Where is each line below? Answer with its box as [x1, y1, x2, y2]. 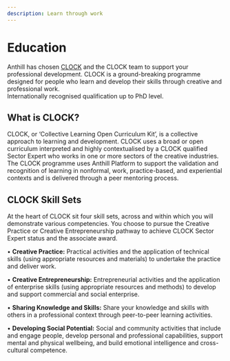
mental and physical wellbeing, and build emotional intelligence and [7, 339, 199, 347]
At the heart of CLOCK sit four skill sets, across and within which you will [7, 212, 213, 220]
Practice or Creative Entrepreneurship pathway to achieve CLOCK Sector [7, 227, 215, 235]
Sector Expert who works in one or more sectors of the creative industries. [7, 152, 219, 161]
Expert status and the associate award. [7, 234, 118, 243]
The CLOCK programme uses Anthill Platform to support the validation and [7, 159, 219, 167]
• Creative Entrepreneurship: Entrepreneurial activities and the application [7, 276, 220, 284]
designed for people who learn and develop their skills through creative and [7, 77, 222, 85]
